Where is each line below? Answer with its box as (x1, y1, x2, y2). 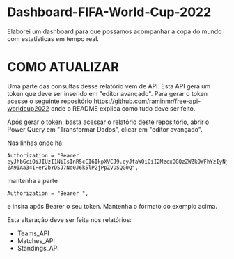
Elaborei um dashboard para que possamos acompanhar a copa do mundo (7, 27, 222, 36)
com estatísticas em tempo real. (7, 34, 100, 42)
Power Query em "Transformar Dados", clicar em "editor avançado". (7, 125, 203, 133)
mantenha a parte (7, 176, 58, 185)
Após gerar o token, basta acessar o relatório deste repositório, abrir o (7, 118, 210, 126)
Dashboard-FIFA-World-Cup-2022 (7, 4, 212, 20)
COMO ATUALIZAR (7, 59, 120, 75)
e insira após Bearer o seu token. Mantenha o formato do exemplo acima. (7, 202, 218, 210)
